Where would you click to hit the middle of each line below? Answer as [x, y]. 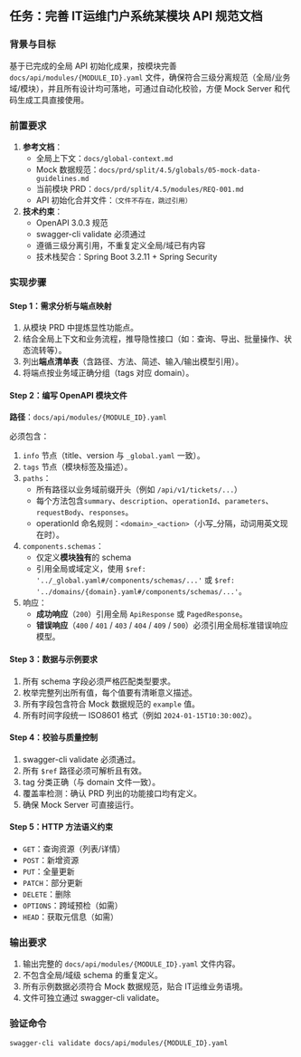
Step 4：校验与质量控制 [54, 737]
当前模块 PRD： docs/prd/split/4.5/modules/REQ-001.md [140, 188]
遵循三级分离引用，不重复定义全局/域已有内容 [121, 245]
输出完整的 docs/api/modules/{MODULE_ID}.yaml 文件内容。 [131, 964]
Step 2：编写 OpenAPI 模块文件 [69, 395]
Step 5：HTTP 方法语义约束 [61, 827]
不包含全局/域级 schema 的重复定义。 [92, 975]
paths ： [37, 478]
